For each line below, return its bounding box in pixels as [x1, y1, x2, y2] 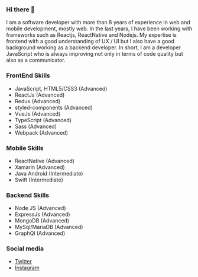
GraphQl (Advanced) [14, 230, 66, 237]
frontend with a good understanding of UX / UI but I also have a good [6, 38, 175, 45]
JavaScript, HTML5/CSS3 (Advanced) [14, 85, 108, 92]
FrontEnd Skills [6, 71, 50, 79]
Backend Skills [6, 191, 49, 199]
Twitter [14, 258, 33, 265]
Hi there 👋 [6, 5, 35, 14]
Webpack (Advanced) [14, 129, 68, 136]
